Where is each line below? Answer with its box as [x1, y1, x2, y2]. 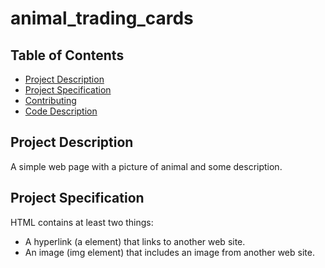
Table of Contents [10, 47, 125, 64]
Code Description [24, 105, 98, 117]
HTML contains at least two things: [10, 216, 154, 228]
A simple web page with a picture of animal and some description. [10, 160, 283, 172]
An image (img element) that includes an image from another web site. [24, 246, 315, 258]
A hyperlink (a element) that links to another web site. [24, 235, 246, 247]
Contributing [24, 95, 77, 106]
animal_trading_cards [10, 7, 194, 30]
